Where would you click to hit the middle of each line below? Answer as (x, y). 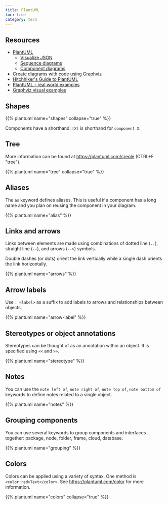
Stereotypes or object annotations (60, 333)
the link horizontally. (26, 264)
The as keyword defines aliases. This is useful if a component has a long (81, 200)
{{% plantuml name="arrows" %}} (41, 274)
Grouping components (41, 420)
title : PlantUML (22, 10)
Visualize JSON (36, 58)
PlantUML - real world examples (46, 85)
